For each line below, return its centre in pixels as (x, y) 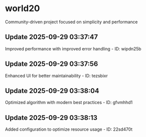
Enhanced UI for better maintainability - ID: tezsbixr (56, 76)
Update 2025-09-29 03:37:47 (52, 37)
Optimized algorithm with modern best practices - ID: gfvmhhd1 (69, 103)
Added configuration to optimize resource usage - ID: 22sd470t (69, 129)
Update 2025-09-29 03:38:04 (52, 91)
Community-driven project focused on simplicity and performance (71, 22)
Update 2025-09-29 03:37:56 (52, 64)
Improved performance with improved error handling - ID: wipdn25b (73, 48)
